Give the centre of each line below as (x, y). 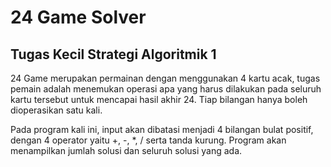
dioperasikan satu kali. (56, 110)
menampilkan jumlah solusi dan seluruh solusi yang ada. (126, 150)
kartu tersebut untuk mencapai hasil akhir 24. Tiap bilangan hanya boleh (159, 99)
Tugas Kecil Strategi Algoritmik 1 (113, 54)
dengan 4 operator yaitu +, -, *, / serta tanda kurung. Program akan (148, 140)
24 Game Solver (78, 17)
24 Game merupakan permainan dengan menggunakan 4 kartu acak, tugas (165, 78)
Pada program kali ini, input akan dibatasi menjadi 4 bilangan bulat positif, (162, 129)
